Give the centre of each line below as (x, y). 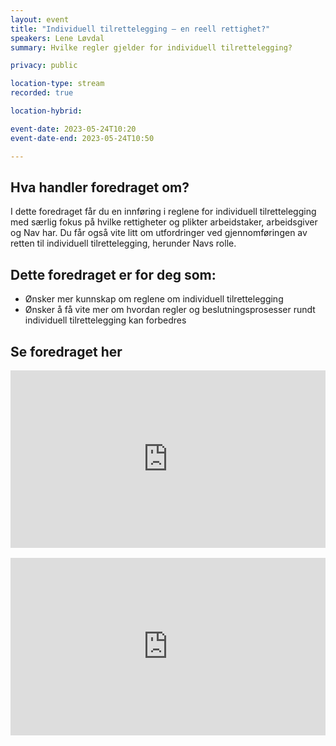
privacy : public (44, 66)
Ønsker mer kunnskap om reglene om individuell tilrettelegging (154, 299)
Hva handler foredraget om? (100, 187)
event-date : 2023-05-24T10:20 (73, 129)
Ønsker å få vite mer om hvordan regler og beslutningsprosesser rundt (170, 310)
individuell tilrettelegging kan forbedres (105, 320)
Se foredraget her (66, 351)
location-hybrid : (46, 111)
